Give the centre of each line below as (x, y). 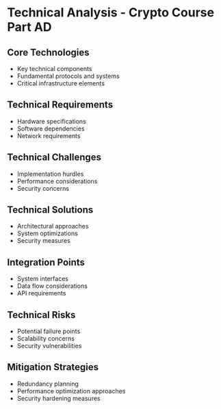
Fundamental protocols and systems (68, 76)
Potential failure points (49, 331)
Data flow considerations (52, 286)
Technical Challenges (54, 158)
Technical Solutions (50, 210)
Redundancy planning (48, 384)
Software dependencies (51, 129)
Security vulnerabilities (49, 346)
